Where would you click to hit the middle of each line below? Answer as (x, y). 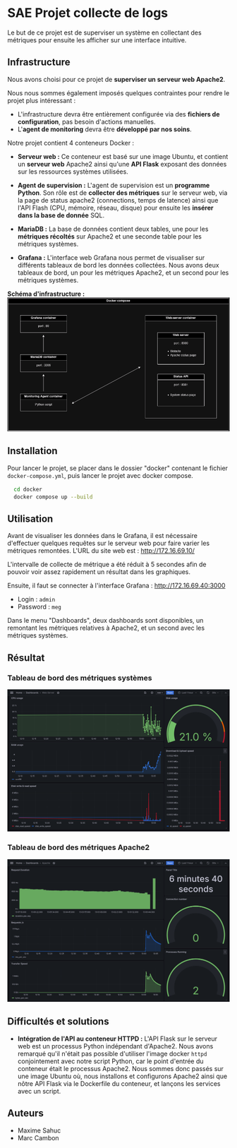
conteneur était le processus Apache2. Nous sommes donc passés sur (121, 1068)
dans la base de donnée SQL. (61, 215)
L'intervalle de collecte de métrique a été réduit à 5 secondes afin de (107, 564)
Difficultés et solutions (58, 1022)
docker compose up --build (53, 497)
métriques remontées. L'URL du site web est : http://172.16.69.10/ (101, 551)
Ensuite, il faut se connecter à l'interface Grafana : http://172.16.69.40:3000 (116, 586)
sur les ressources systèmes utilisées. (73, 172)
